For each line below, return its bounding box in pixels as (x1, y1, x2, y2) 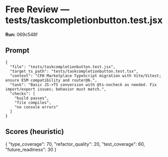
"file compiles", (14, 100, 52, 105)
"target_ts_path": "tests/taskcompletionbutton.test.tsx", (10, 69, 139, 74)
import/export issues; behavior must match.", (5, 86, 107, 92)
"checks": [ (10, 91, 36, 96)
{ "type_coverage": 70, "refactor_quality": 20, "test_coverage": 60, (5, 141, 145, 147)
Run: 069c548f (5, 31, 38, 37)
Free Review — (5, 4, 70, 15)
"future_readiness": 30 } (5, 146, 57, 152)
